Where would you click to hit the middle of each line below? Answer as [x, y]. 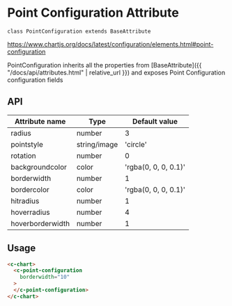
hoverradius [30, 212]
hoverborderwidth [40, 223]
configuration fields [35, 80]
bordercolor [30, 189]
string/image [97, 144]
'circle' [136, 144]
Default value [155, 121]
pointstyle [27, 144]
